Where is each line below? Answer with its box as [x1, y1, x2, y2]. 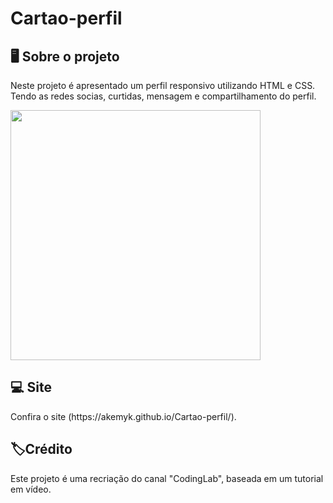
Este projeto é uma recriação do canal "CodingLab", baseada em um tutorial [10, 472, 324, 484]
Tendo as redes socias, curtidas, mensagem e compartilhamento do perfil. [10, 90, 317, 102]
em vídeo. [10, 483, 52, 495]
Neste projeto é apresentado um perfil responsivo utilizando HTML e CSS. [10, 80, 316, 91]
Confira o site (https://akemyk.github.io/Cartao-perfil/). [10, 410, 237, 422]
